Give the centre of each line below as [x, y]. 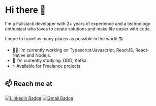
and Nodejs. [39, 55]
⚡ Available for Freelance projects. [47, 66]
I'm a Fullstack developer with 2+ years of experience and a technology [78, 24]
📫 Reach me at [29, 84]
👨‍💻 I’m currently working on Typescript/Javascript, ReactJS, [73, 50]
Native [19, 55]
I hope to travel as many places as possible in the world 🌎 [64, 38]
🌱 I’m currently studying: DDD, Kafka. [50, 60]
